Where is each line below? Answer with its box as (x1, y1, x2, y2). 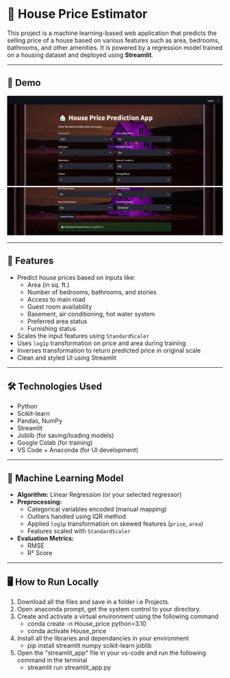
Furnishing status (27, 324, 77, 332)
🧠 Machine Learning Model (7, 472, 124, 484)
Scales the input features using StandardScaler (16, 331, 150, 340)
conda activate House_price (27, 627, 107, 635)
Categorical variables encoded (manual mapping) (27, 505, 167, 513)
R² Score (27, 549, 53, 557)
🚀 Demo (7, 77, 41, 89)
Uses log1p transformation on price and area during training (16, 339, 186, 347)
